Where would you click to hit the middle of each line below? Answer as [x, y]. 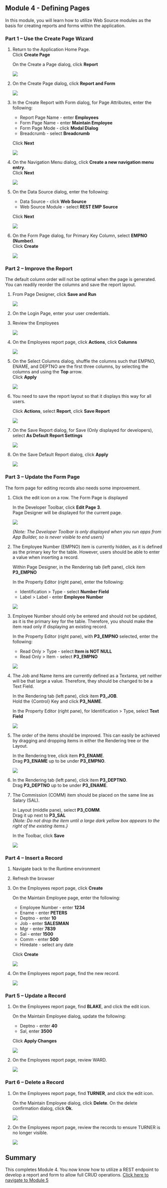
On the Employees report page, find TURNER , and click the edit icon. [83, 1093]
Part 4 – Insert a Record [34, 858]
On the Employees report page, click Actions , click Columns [75, 342]
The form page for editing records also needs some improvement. [73, 488]
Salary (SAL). [26, 800]
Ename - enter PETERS [43, 913]
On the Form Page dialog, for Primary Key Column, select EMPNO [80, 236]
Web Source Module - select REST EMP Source [69, 207]
